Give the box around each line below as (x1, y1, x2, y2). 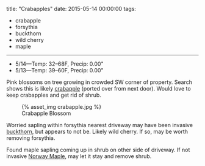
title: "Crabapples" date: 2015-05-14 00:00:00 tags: (6, 5, 136, 12)
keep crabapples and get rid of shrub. (6, 91, 102, 99)
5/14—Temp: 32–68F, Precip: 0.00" (15, 60, 104, 67)
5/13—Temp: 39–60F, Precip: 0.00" (15, 67, 104, 74)
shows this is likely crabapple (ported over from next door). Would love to (6, 85, 191, 92)
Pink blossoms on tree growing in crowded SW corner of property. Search (6, 78, 192, 86)
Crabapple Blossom (21, 109, 71, 117)
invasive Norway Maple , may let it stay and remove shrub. (6, 153, 152, 160)
